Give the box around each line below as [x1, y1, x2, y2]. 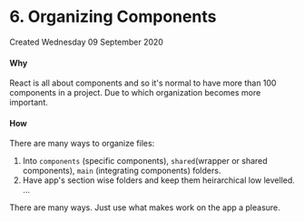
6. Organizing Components [9, 6, 217, 27]
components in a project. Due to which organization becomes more [9, 87, 261, 98]
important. [9, 97, 48, 108]
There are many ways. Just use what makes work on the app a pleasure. [9, 202, 281, 213]
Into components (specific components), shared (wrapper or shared [22, 156, 268, 166]
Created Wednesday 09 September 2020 [9, 36, 163, 47]
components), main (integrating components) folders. [22, 166, 221, 177]
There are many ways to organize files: [9, 138, 155, 149]
